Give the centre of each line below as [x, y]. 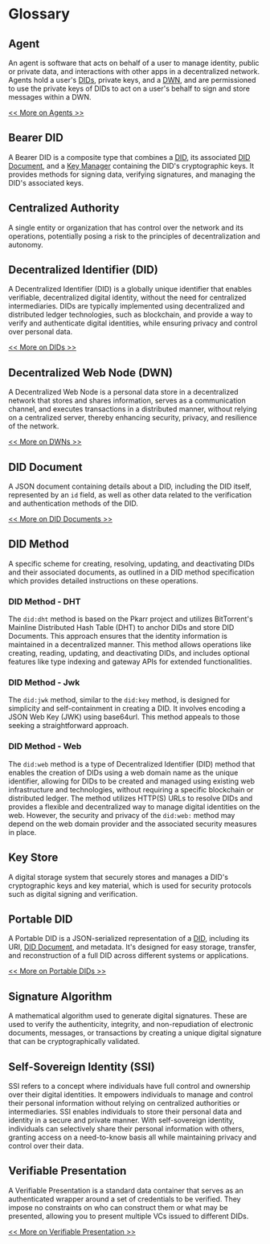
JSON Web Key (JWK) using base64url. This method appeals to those [124, 717]
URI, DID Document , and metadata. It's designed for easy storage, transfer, [133, 947]
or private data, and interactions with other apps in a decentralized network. [134, 72]
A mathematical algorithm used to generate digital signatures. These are [128, 1016]
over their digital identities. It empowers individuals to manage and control [131, 1095]
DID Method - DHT [45, 601]
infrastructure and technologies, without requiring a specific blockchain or [131, 789]
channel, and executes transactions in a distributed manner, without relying [133, 409]
